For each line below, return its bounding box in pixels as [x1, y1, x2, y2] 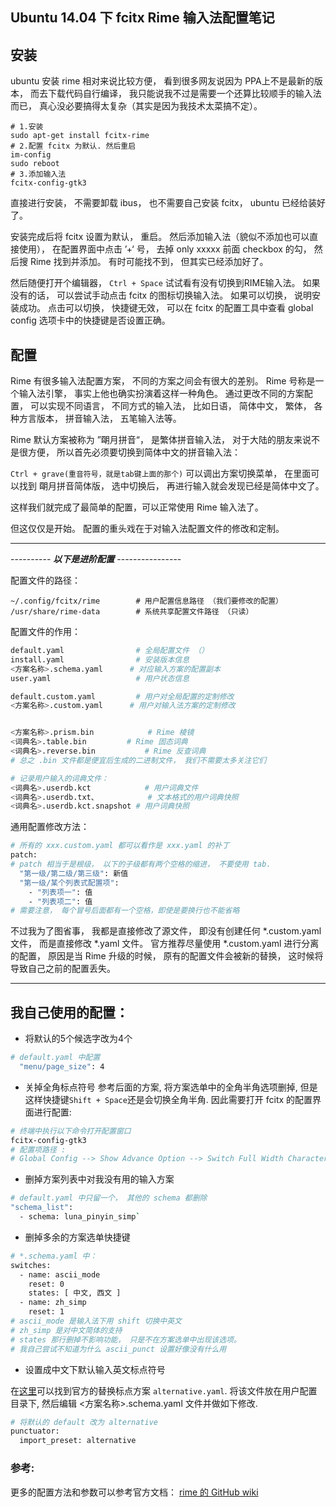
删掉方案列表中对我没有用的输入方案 [24, 1173, 175, 1185]
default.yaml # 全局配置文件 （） [10, 646, 210, 656]
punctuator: [10, 1426, 60, 1437]
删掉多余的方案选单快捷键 [24, 1231, 131, 1243]
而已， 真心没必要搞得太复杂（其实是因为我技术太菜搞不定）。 [10, 100, 263, 112]
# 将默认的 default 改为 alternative [10, 1417, 158, 1427]
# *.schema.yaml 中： [10, 1251, 98, 1261]
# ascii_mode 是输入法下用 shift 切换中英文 [10, 1316, 182, 1327]
